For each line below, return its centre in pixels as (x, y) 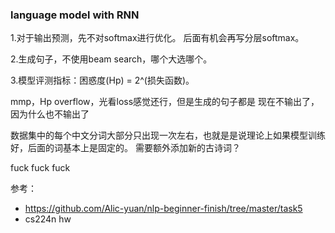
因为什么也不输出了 (50, 114)
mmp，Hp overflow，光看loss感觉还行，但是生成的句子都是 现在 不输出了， (165, 102)
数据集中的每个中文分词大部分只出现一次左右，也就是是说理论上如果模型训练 (168, 135)
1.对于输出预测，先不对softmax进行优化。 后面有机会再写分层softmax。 (157, 38)
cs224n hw (48, 219)
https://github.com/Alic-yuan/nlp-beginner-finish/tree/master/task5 (163, 209)
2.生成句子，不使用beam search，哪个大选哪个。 (111, 59)
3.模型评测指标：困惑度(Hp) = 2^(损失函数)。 (102, 80)
